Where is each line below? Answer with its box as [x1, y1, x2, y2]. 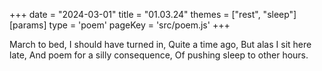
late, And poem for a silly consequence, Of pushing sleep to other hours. [9, 49, 309, 61]
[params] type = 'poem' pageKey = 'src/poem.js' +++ [9, 19, 231, 31]
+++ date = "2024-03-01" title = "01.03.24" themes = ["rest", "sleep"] [9, 9, 297, 20]
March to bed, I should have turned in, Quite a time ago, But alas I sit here [9, 39, 312, 50]
